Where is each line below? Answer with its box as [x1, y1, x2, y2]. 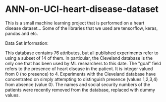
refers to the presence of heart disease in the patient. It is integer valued [5, 66, 153, 72]
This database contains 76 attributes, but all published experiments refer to [5, 50, 159, 56]
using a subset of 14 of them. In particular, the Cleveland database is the [5, 55, 153, 61]
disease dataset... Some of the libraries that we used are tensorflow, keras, [5, 25, 158, 31]
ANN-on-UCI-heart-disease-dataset [5, 3, 159, 15]
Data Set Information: [5, 40, 49, 46]
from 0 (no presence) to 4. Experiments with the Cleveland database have [5, 71, 156, 77]
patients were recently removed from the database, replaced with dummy [5, 87, 155, 93]
